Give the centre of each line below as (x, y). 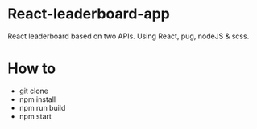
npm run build (42, 107)
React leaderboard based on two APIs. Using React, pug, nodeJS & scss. (128, 36)
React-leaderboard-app (89, 14)
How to (32, 69)
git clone (34, 91)
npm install (37, 99)
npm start (35, 116)
